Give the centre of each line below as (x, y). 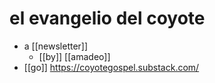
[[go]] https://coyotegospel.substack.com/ (111, 67)
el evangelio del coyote (107, 18)
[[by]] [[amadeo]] (74, 56)
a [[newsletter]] (56, 46)
